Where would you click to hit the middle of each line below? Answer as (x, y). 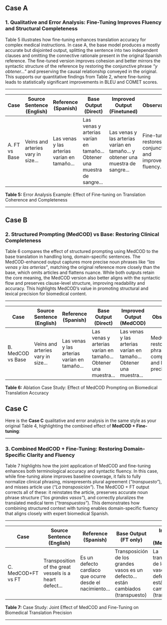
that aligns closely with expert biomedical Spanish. (57, 514)
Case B (16, 220)
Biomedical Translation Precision (39, 613)
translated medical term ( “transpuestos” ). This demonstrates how (73, 503)
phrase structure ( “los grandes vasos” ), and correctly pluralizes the (75, 498)
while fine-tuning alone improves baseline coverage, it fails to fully (73, 476)
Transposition (59, 561)
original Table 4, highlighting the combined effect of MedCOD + (70, 426)
